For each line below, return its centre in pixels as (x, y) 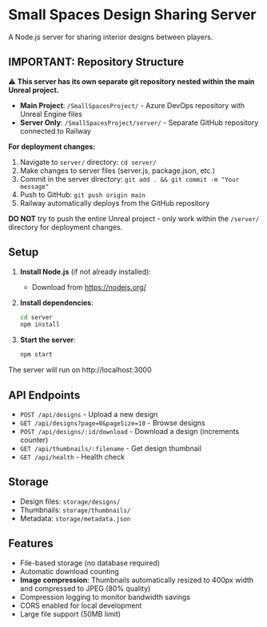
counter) (34, 440)
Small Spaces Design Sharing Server (132, 15)
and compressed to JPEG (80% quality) (85, 588)
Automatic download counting (70, 571)
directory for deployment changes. (66, 227)
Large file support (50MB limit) (70, 613)
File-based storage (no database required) (90, 563)
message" (34, 187)
